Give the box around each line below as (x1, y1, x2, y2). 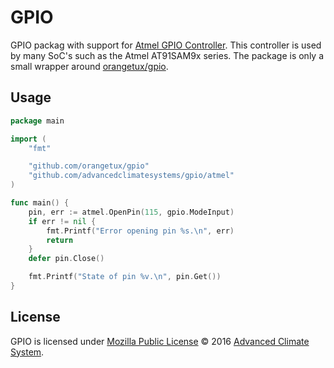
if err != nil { (28, 216, 97, 226)
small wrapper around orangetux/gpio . (10, 60, 169, 72)
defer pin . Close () (28, 254, 105, 264)
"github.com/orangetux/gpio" (28, 161, 150, 171)
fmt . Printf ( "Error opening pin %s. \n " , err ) (46, 226, 235, 236)
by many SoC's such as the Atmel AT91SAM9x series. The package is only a (10, 49, 325, 61)
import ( (10, 134, 47, 144)
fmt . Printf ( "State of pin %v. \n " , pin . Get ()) (28, 272, 222, 282)
